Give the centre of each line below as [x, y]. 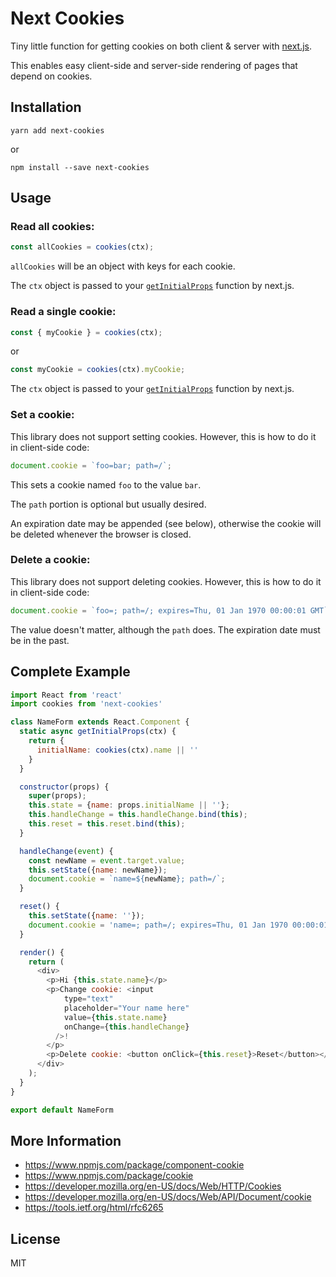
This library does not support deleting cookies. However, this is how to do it [166, 581]
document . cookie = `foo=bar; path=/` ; [91, 465]
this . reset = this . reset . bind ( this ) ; [107, 824]
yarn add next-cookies [57, 130]
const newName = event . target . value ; [107, 860]
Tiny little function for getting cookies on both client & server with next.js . [161, 46]
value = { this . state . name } [115, 1017]
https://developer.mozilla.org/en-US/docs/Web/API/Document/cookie [168, 1197]
